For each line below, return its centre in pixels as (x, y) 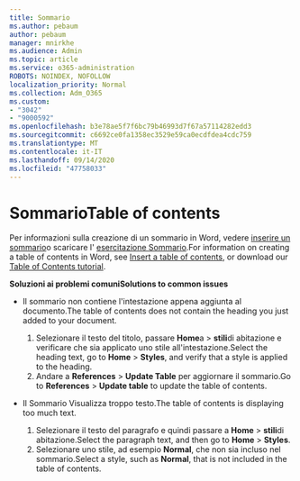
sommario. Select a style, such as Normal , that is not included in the (161, 459)
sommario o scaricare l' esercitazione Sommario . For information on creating (150, 248)
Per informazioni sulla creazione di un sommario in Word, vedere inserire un (150, 238)
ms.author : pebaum (44, 26)
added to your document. (69, 321)
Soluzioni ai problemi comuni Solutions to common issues (119, 284)
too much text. (49, 413)
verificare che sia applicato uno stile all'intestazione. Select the (152, 348)
